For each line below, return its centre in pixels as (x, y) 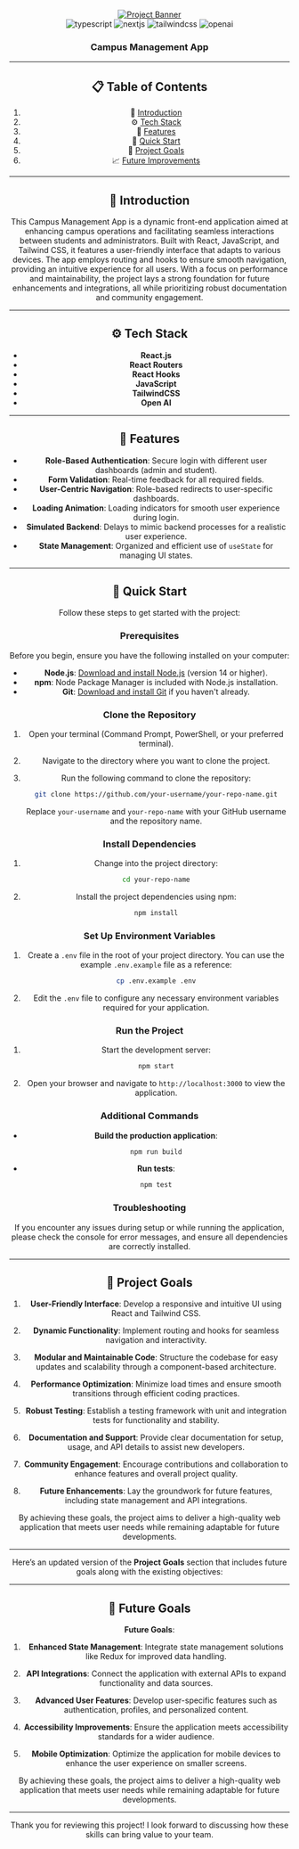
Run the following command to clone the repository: (156, 778)
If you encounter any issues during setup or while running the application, (149, 1227)
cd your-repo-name (156, 880)
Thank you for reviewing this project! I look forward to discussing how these (149, 1825)
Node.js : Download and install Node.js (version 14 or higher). (156, 673)
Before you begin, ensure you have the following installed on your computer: (149, 655)
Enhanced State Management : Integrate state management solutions (156, 1647)
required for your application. (156, 1008)
